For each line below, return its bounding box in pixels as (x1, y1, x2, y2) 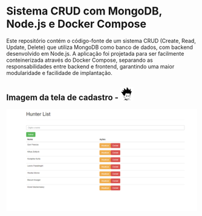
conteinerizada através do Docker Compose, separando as (6, 56, 153, 64)
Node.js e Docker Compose (6, 17, 147, 31)
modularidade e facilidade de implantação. (6, 69, 113, 76)
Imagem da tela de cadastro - (6, 93, 119, 103)
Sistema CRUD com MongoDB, (6, 4, 162, 18)
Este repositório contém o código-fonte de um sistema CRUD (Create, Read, (6, 37, 197, 44)
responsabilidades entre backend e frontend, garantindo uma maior (6, 62, 175, 70)
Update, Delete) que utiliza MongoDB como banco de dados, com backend (6, 44, 194, 51)
